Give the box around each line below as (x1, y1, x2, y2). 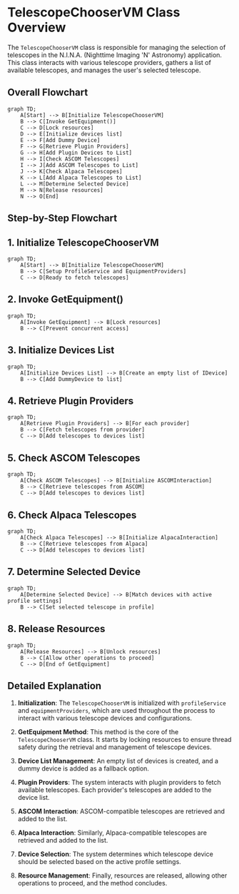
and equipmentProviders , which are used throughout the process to (17, 706, 215, 715)
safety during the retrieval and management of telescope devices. (17, 743, 212, 751)
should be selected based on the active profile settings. (17, 858, 182, 866)
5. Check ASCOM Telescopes (7, 452, 141, 464)
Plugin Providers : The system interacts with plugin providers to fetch (17, 778, 221, 787)
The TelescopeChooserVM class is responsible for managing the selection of (7, 43, 226, 51)
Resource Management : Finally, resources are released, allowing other (17, 871, 228, 880)
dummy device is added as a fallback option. (17, 764, 150, 773)
